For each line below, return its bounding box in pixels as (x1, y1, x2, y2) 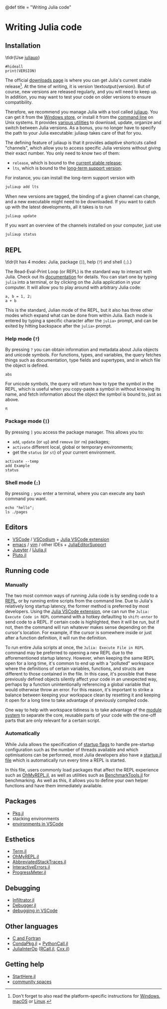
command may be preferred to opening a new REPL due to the (5, 650, 133, 656)
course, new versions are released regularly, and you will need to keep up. (5, 88, 158, 94)
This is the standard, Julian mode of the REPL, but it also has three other (5, 307, 153, 313)
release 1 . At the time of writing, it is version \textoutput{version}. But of (5, 83, 150, 89)
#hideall (5, 64, 23, 69)
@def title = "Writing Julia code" (5, 4, 72, 10)
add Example (5, 463, 30, 468)
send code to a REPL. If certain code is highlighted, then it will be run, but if (5, 619, 160, 625)
